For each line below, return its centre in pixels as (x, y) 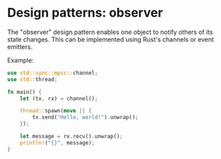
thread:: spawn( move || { (56, 111)
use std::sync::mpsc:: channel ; (53, 73)
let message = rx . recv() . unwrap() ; (71, 137)
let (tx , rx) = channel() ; (59, 99)
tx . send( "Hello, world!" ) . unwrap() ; (85, 117)
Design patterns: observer (85, 13)
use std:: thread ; (32, 79)
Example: (21, 60)
